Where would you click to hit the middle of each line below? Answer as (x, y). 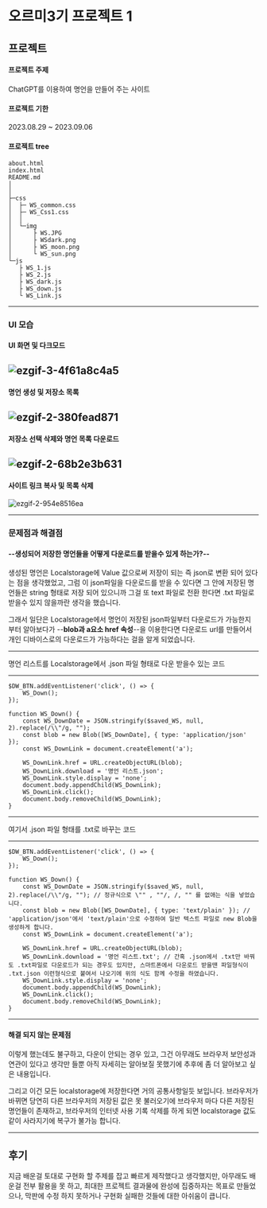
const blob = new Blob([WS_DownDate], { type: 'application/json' (135, 735)
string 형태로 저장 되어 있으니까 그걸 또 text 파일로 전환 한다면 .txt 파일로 (142, 593)
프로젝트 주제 (29, 70)
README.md (25, 177)
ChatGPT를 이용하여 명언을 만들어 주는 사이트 (79, 89)
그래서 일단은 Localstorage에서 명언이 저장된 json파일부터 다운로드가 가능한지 (130, 620)
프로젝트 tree (29, 146)
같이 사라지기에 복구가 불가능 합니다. (64, 1120)
